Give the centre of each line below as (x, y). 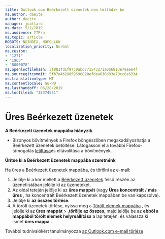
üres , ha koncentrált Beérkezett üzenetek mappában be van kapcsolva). (86, 195)
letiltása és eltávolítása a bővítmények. (74, 151)
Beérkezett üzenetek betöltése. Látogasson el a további (69, 145)
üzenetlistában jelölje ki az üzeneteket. (51, 185)
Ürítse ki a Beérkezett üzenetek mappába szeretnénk (60, 160)
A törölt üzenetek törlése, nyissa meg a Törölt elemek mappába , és (81, 206)
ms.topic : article (24, 38)
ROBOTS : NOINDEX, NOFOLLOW (33, 42)
